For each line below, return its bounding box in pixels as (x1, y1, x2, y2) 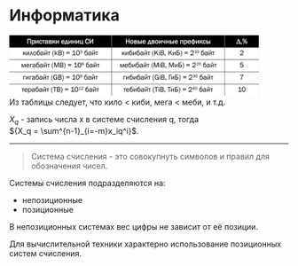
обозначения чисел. (30, 160, 108, 171)
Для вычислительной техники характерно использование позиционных (9, 239, 282, 249)
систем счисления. (9, 247, 82, 258)
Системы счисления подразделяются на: (9, 177, 166, 188)
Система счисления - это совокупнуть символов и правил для (30, 151, 271, 161)
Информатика (9, 5, 120, 26)
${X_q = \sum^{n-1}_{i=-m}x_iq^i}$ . (9, 125, 139, 136)
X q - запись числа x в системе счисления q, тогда (9, 113, 200, 127)
